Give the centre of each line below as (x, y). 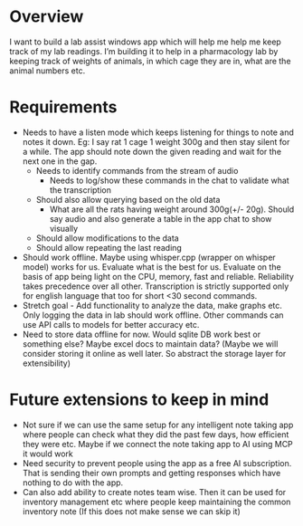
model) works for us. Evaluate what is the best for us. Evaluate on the (152, 267)
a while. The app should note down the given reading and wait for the (152, 151)
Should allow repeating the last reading (109, 247)
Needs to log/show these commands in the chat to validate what (169, 180)
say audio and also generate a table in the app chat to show (161, 218)
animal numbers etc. (47, 71)
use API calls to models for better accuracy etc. (111, 324)
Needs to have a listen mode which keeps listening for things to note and (158, 132)
